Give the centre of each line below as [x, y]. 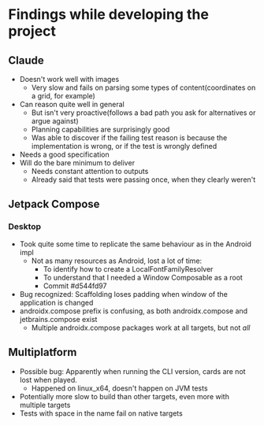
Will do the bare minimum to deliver [77, 163]
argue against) [55, 121]
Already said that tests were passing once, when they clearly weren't [143, 180]
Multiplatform [43, 352]
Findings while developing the [108, 15]
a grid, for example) [63, 96]
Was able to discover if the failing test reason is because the [129, 138]
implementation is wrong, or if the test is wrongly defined [124, 146]
